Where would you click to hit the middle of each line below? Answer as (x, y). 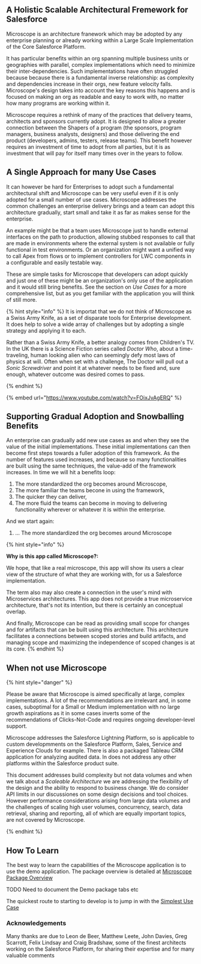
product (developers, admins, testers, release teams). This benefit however (99, 140)
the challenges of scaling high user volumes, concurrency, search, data (94, 807)
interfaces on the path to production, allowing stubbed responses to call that (101, 237)
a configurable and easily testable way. (55, 262)
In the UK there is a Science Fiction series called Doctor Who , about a (92, 348)
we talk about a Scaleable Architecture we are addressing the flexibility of (97, 781)
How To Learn (32, 850)
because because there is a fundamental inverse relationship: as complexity (100, 77)
